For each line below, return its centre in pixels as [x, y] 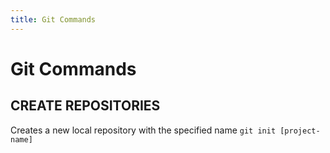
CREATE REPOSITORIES [85, 106]
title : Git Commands [53, 19]
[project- [300, 131]
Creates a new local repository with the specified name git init [143, 130]
